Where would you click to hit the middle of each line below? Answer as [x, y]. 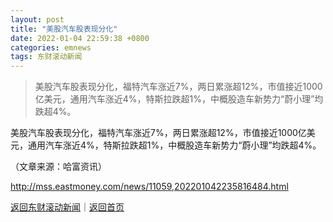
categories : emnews [51, 47]
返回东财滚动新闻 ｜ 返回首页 [67, 207]
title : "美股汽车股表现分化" [64, 29]
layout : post [37, 19]
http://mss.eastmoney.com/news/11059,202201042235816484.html [149, 187]
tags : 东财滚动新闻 [46, 57]
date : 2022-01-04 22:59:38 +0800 [80, 38]
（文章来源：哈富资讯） [58, 167]
